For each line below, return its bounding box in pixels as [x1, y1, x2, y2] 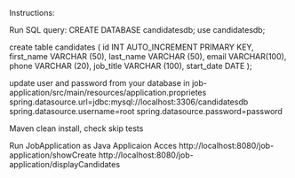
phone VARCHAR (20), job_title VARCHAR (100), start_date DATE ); [9, 61, 252, 71]
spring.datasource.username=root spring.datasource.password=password [9, 106, 283, 116]
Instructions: [9, 8, 55, 18]
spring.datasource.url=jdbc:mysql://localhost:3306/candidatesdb [9, 97, 249, 107]
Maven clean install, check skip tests [9, 123, 144, 134]
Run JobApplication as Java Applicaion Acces [9, 141, 178, 151]
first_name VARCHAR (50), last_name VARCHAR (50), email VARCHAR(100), [9, 51, 287, 61]
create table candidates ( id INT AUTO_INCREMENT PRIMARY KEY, [9, 42, 255, 52]
